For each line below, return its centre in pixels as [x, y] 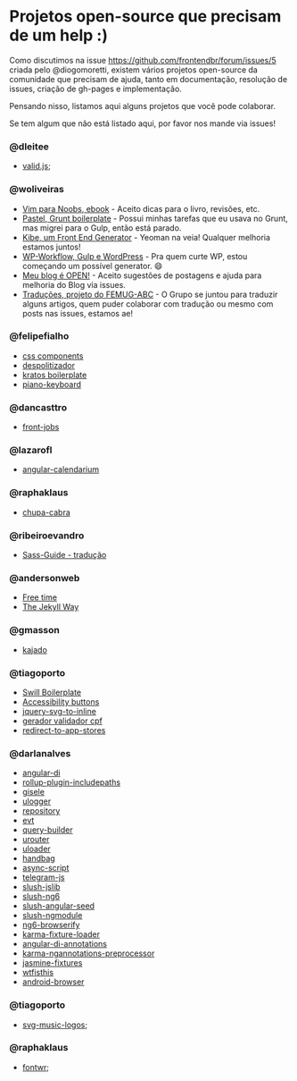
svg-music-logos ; [54, 1025]
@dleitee [29, 147]
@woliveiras [37, 190]
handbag [38, 858]
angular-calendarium [61, 469]
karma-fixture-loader [61, 934]
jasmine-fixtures [52, 963]
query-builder [47, 830]
